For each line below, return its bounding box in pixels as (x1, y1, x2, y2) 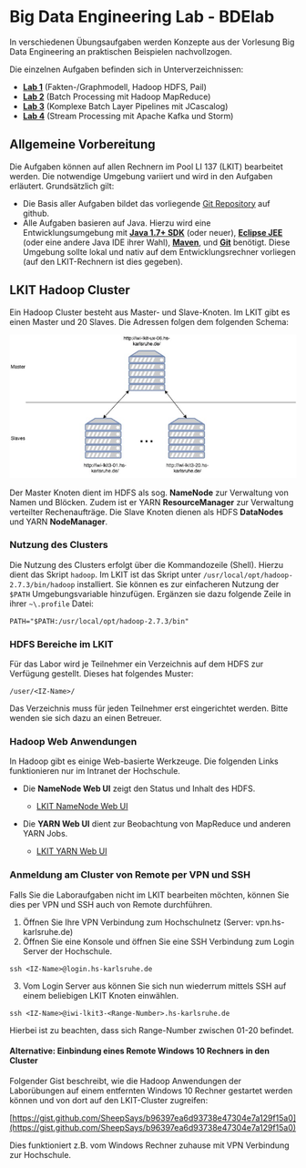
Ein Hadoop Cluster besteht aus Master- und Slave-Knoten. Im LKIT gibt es (9, 307, 291, 318)
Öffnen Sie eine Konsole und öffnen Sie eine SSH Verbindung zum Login (22, 936, 295, 947)
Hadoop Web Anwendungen (9, 736, 138, 748)
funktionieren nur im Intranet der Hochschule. (9, 766, 180, 777)
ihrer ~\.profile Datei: (9, 598, 94, 609)
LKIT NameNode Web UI (36, 801, 129, 812)
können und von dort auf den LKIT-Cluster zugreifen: (9, 1094, 209, 1105)
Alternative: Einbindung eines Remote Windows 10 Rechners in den (9, 1045, 270, 1057)
